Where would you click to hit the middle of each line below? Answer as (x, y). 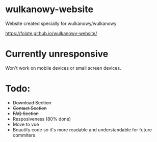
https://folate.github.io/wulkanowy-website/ (51, 33)
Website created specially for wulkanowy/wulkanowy (61, 23)
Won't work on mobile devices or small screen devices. (63, 68)
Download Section (32, 102)
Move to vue (26, 124)
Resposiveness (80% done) (42, 119)
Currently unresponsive (57, 54)
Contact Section (30, 108)
